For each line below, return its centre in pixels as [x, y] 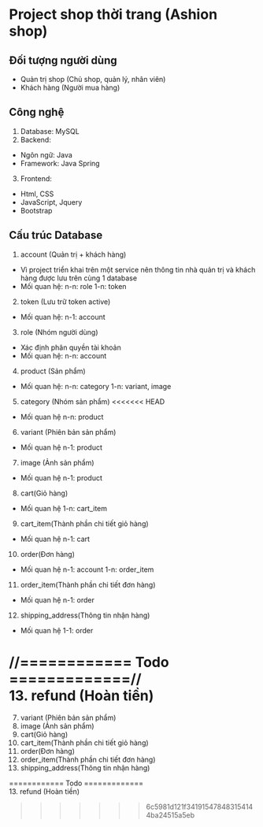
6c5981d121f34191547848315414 [200, 807]
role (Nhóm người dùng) [59, 332]
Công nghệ [37, 112]
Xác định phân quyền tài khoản [70, 347]
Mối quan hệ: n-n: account [63, 355]
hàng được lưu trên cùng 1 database [78, 278]
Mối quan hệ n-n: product [62, 417]
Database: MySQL [50, 131]
